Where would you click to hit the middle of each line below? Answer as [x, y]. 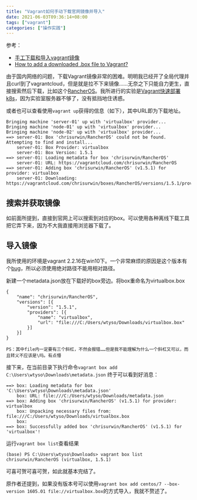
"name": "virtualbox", [65, 317]
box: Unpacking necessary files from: [64, 411]
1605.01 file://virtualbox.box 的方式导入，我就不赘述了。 [98, 491]
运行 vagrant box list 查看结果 [43, 443]
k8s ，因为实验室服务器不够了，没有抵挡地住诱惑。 [67, 98]
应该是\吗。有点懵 [42, 355]
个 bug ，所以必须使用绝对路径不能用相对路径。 [62, 268]
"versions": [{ [35, 302]
